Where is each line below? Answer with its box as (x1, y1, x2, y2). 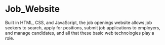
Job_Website (5, 3, 60, 15)
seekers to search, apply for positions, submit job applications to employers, (5, 24, 161, 30)
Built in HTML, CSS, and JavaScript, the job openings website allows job (5, 20, 152, 25)
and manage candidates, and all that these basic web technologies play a (5, 30, 155, 36)
